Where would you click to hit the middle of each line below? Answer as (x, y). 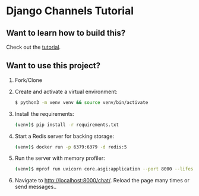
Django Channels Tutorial (70, 11)
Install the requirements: (44, 113)
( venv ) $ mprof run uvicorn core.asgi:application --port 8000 (93, 169)
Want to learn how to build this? (66, 33)
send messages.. (36, 187)
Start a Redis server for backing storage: (64, 136)
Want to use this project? (53, 66)
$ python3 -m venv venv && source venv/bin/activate (81, 102)
